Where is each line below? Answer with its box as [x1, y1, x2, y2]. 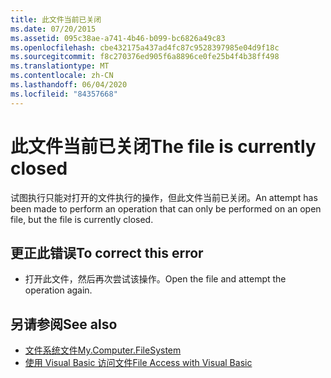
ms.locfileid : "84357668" [10, 89, 118, 99]
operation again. [24, 284, 93, 296]
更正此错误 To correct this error [10, 244, 204, 261]
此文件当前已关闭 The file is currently [10, 135, 317, 158]
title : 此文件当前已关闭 [10, 14, 102, 25]
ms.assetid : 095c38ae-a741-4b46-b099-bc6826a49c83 [10, 33, 226, 43]
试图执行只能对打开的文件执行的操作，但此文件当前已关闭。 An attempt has [10, 191, 318, 203]
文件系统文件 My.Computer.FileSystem [24, 344, 182, 356]
